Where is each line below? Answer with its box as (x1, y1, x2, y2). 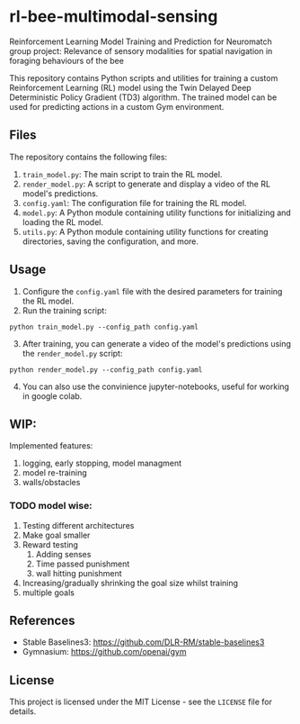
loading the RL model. (22, 216, 103, 227)
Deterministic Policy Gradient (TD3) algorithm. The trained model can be (9, 92, 278, 103)
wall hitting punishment (35, 567, 123, 578)
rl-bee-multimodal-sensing (9, 6, 218, 27)
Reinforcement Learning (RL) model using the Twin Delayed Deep (9, 82, 251, 93)
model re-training (22, 467, 87, 478)
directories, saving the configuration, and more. (22, 236, 199, 247)
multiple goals (22, 587, 75, 598)
